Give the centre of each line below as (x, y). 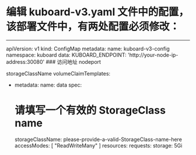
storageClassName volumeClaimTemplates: (58, 73)
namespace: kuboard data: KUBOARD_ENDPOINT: (66, 55)
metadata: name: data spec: (48, 85)
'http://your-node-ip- (153, 55)
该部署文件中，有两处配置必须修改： (93, 27)
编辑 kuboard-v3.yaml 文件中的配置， (98, 12)
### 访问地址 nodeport (73, 61)
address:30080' (25, 61)
